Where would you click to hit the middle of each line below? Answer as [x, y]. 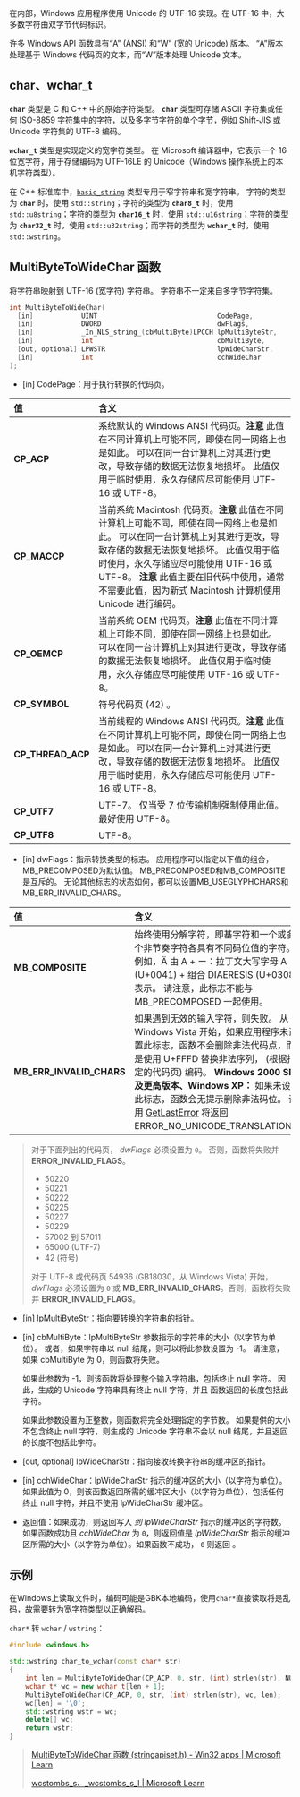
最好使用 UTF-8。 [137, 818]
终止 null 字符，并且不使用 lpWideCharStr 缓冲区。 [115, 1502]
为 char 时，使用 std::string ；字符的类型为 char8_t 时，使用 [121, 202]
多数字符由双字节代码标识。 [60, 24]
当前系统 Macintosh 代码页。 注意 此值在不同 [191, 509]
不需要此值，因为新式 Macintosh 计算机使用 [189, 590]
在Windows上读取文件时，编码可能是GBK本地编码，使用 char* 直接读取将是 [146, 1598]
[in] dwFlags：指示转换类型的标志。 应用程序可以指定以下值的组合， [148, 859]
